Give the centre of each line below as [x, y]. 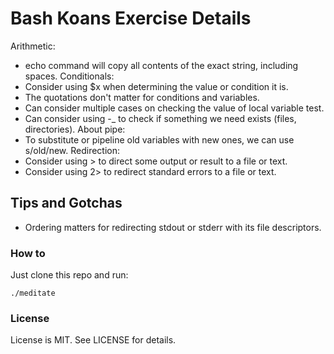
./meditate [33, 293]
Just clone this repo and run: [69, 275]
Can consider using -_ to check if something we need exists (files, [160, 118]
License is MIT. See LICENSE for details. [93, 340]
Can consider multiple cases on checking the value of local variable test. [174, 108]
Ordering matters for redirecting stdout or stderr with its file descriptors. [173, 227]
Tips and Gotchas [66, 203]
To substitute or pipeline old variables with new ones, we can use [159, 139]
